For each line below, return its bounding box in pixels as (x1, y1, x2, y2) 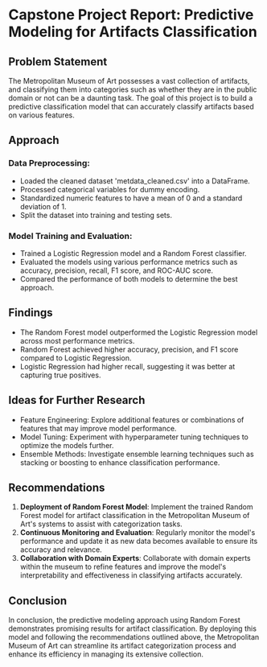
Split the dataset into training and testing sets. (19, 210, 173, 220)
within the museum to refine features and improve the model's (19, 562, 227, 572)
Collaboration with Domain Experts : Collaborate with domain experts (19, 554, 251, 563)
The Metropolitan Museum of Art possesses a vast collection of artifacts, (8, 76, 250, 85)
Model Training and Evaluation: (8, 230, 133, 241)
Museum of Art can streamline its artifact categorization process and (8, 641, 236, 651)
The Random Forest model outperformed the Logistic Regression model (19, 327, 258, 337)
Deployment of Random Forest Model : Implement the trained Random (19, 502, 253, 512)
